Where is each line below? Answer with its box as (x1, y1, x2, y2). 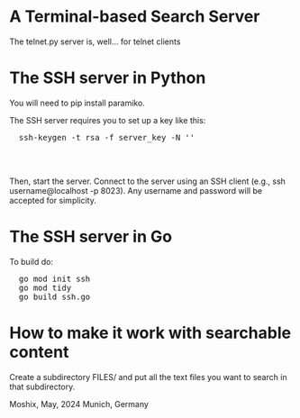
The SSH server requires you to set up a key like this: (9, 114, 206, 125)
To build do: (9, 256, 54, 267)
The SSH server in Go (9, 227, 173, 247)
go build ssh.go (18, 291, 91, 302)
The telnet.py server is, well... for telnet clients (9, 36, 181, 47)
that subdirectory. (9, 381, 76, 392)
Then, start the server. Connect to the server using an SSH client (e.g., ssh (9, 176, 286, 186)
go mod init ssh (18, 273, 91, 284)
